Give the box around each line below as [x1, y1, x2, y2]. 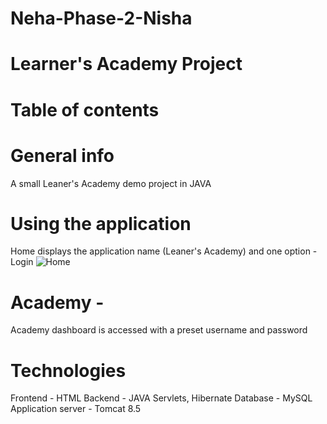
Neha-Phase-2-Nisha [10, 7, 193, 30]
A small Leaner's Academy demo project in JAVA [10, 177, 212, 189]
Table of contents [10, 98, 160, 121]
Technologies [10, 359, 127, 382]
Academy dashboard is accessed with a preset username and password [10, 324, 308, 336]
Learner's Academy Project [10, 53, 243, 76]
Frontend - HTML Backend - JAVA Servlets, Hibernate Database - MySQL [10, 392, 313, 404]
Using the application [10, 212, 192, 235]
